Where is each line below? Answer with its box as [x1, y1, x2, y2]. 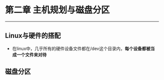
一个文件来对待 [16, 52, 47, 57]
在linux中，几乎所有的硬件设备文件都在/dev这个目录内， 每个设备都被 [12, 45, 151, 52]
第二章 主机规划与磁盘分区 [5, 4, 110, 16]
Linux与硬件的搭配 [5, 31, 61, 40]
